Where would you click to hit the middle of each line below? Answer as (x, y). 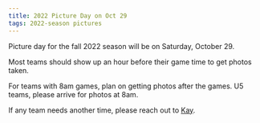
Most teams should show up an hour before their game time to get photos (130, 62)
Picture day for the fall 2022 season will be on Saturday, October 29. (122, 46)
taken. (19, 70)
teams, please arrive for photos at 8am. (73, 94)
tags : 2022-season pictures (55, 23)
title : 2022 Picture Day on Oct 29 (68, 16)
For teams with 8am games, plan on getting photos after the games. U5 (126, 86)
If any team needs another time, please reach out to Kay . (102, 110)
